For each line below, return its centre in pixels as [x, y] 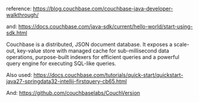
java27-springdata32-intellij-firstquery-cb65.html [66, 81]
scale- [181, 44]
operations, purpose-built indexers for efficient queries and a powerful [93, 57]
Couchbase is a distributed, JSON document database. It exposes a [89, 44]
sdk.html [17, 33]
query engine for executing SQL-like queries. [61, 63]
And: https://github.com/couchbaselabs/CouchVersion [73, 93]
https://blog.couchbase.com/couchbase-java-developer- [103, 9]
